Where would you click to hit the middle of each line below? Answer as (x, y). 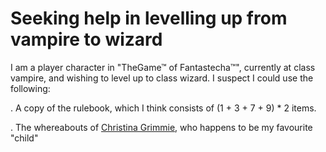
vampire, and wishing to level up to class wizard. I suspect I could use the (162, 78)
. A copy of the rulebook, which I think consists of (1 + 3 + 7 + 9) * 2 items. (163, 108)
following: (30, 88)
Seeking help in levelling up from (149, 18)
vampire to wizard (86, 39)
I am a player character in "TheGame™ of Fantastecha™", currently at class (163, 67)
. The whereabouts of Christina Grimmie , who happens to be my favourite (161, 127)
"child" (24, 138)
